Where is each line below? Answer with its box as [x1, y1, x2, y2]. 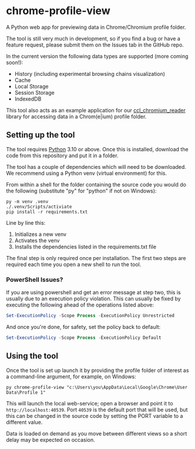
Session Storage [14, 89, 55, 96]
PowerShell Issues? [6, 275, 63, 284]
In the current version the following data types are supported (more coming [6, 52, 189, 59]
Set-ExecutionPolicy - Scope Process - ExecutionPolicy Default [6, 334, 162, 341]
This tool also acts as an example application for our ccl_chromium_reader [6, 107, 186, 114]
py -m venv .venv [6, 198, 49, 204]
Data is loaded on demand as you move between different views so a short [6, 430, 187, 437]
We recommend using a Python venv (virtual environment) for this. [6, 169, 167, 177]
